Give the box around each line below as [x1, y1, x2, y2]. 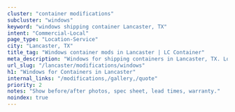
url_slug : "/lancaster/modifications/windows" [7, 62, 145, 69]
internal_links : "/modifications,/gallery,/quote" [7, 74, 158, 82]
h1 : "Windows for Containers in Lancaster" [7, 68, 136, 75]
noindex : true [7, 95, 49, 102]
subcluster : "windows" [7, 17, 73, 24]
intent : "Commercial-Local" [7, 29, 90, 37]
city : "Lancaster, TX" [7, 42, 73, 49]
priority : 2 [7, 81, 42, 88]
